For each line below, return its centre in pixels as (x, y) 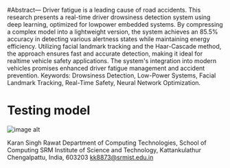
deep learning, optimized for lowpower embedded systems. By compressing (115, 24)
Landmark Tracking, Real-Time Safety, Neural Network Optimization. (104, 83)
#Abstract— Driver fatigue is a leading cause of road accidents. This (104, 10)
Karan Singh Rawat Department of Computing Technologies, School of (107, 143)
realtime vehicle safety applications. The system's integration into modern (112, 61)
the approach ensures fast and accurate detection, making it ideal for (105, 53)
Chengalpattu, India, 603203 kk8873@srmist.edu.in (80, 157)
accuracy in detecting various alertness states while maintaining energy (109, 39)
